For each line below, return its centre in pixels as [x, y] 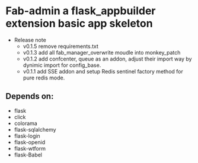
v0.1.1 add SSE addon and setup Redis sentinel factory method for [103, 71]
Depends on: [30, 96]
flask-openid [30, 142]
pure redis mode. [44, 78]
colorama [26, 123]
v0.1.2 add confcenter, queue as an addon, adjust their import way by [107, 59]
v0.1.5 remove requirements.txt [61, 46]
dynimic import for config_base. [62, 65]
